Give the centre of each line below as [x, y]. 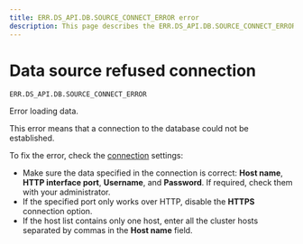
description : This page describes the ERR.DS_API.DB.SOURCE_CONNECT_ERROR [153, 26]
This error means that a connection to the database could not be [129, 129]
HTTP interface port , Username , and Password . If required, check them [157, 183]
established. [32, 138]
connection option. [57, 212]
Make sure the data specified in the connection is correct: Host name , [153, 173]
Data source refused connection [133, 71]
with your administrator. [66, 192]
